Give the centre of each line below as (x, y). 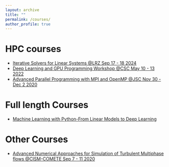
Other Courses (37, 139)
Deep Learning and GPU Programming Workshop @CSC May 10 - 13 (83, 68)
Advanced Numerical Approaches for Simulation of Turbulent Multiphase (88, 154)
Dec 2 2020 (25, 85)
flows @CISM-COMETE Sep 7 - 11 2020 (54, 159)
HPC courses (33, 49)
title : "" (16, 15)
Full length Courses (47, 105)
